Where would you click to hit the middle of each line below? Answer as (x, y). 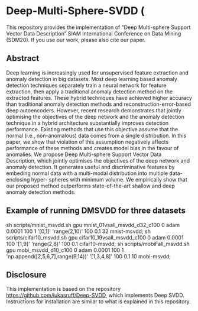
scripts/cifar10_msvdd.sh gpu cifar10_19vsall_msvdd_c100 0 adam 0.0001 (95, 237)
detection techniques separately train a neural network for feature (86, 85)
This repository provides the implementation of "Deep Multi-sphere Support (98, 27)
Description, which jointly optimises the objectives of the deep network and (98, 160)
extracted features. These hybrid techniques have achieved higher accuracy (99, 98)
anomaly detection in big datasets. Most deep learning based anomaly (92, 79)
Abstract (23, 58)
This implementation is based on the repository (64, 289)
